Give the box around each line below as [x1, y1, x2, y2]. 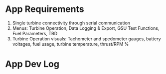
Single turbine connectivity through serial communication [12, 20, 131, 26]
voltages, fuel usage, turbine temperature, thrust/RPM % [12, 41, 129, 47]
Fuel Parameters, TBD [12, 30, 58, 36]
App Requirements [5, 3, 85, 15]
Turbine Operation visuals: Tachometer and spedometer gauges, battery [12, 36, 161, 42]
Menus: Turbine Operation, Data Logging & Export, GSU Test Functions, [12, 25, 160, 31]
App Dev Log [5, 59, 60, 70]
